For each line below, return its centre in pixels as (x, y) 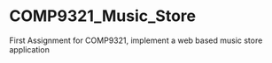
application (30, 49)
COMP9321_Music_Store (103, 16)
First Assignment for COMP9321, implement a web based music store (136, 40)
